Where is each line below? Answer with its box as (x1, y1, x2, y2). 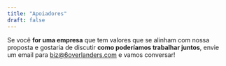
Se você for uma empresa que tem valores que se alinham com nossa (7, 35, 210, 44)
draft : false (7, 17, 45, 24)
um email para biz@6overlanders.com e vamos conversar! (7, 50, 176, 59)
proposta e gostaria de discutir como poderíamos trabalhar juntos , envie (7, 43, 219, 51)
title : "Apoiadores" (7, 10, 68, 17)
